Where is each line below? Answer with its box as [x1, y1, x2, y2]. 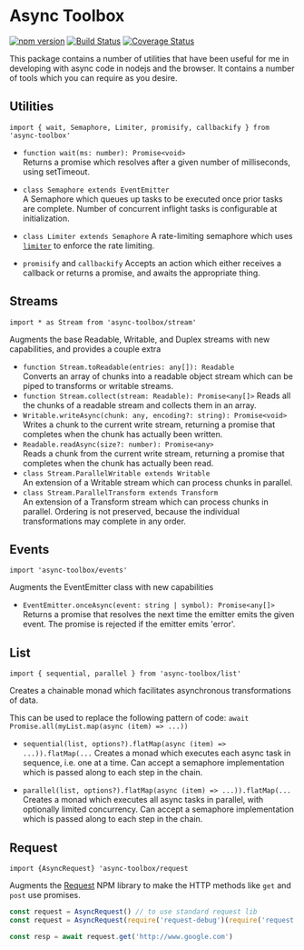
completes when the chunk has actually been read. [22, 457, 214, 468]
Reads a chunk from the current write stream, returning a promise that [22, 447, 285, 459]
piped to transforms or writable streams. [22, 380, 174, 391]
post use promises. [9, 890, 81, 900]
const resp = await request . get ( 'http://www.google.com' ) [9, 932, 233, 941]
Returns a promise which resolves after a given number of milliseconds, [22, 156, 290, 167]
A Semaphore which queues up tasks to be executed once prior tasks [22, 193, 283, 205]
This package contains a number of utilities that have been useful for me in [9, 53, 289, 64]
